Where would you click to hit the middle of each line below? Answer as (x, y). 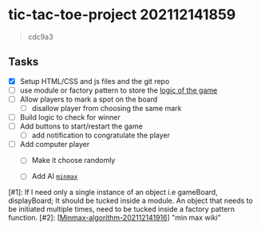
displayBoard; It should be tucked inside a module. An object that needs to (130, 200)
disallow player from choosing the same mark (107, 108)
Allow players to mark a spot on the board (89, 99)
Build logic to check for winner (70, 117)
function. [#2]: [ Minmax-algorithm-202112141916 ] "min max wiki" (115, 218)
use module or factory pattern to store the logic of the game (119, 90)
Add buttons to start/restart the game (81, 126)
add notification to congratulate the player (101, 135)
